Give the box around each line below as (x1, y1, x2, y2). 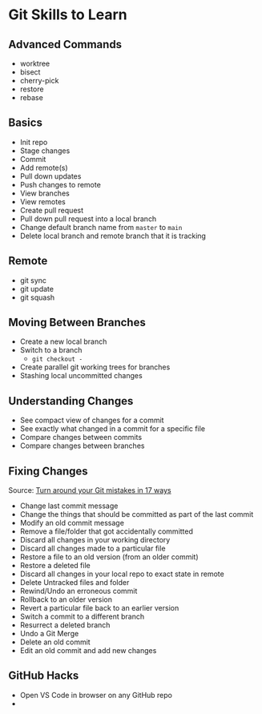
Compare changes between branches (19, 441, 145, 450)
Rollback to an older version (19, 595, 113, 604)
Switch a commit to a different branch (19, 611, 145, 622)
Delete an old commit (19, 637, 91, 647)
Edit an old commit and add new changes (19, 646, 157, 656)
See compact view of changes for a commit (19, 415, 164, 426)
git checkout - (31, 355, 83, 364)
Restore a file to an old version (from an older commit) (19, 552, 199, 562)
